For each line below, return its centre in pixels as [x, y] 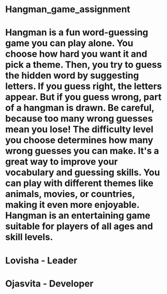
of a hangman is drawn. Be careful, [80, 108]
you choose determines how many [79, 140]
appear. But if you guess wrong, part [83, 97]
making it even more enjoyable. [72, 205]
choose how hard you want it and [76, 54]
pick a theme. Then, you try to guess [83, 65]
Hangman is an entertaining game [78, 216]
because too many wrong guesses [79, 119]
